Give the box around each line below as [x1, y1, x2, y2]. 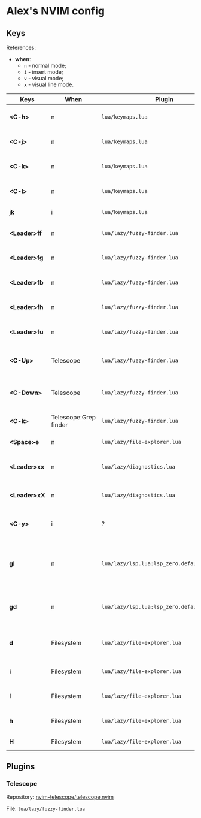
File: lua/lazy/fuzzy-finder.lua [6, 805, 86, 812]
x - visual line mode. [23, 81, 74, 88]
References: [6, 44, 36, 51]
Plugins [6, 762, 35, 772]
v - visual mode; [23, 75, 64, 82]
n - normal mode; [23, 62, 67, 69]
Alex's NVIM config [6, 4, 105, 18]
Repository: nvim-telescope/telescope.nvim [6, 793, 114, 801]
